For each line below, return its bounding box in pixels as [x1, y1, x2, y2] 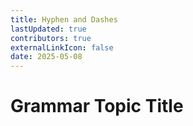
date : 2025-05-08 [10, 52, 83, 62]
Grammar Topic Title [10, 95, 184, 118]
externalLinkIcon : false [10, 42, 114, 53]
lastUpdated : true [10, 24, 87, 34]
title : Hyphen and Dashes [10, 14, 118, 25]
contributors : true [10, 33, 92, 43]
